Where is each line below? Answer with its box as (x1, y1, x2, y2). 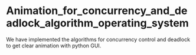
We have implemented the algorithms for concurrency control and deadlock (6, 36, 191, 43)
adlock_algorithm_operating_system (6, 16, 189, 30)
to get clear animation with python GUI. (6, 42, 102, 49)
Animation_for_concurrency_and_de (6, 4, 188, 18)
